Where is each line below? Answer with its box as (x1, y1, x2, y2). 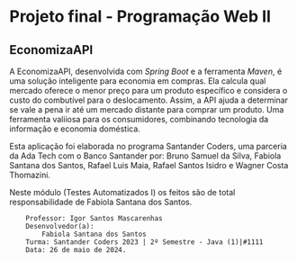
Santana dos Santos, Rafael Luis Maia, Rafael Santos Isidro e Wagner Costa (9, 160, 289, 170)
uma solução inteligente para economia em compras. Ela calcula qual (9, 76, 266, 86)
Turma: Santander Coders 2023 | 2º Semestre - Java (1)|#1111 (25, 238, 264, 247)
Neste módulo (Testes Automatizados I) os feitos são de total (9, 187, 236, 197)
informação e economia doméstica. (9, 123, 141, 134)
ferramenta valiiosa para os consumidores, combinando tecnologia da (9, 114, 269, 124)
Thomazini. (9, 169, 51, 180)
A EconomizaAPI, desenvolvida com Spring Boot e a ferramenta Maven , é (9, 66, 283, 77)
